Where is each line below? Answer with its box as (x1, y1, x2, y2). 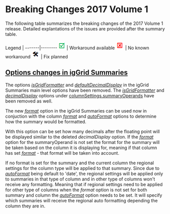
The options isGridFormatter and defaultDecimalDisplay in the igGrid (5, 82, 149, 88)
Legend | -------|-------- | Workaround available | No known (5, 45, 150, 51)
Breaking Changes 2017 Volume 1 (5, 4, 149, 15)
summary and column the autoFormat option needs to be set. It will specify (5, 192, 162, 198)
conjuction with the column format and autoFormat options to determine (5, 113, 157, 119)
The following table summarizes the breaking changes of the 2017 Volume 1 (5, 20, 163, 26)
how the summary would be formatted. (5, 118, 87, 125)
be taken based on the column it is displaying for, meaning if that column (5, 145, 157, 151)
